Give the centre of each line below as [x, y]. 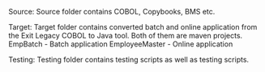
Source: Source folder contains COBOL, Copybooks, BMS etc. [112, 12]
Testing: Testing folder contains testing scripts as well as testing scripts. [129, 60]
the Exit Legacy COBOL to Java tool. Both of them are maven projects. [126, 36]
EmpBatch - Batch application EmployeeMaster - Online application [121, 44]
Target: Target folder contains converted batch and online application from [133, 27]
